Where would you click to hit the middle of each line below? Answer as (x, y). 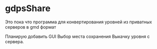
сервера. (15, 41)
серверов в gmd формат (31, 27)
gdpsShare (28, 8)
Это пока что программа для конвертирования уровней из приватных (79, 22)
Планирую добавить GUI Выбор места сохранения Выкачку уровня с (78, 36)
